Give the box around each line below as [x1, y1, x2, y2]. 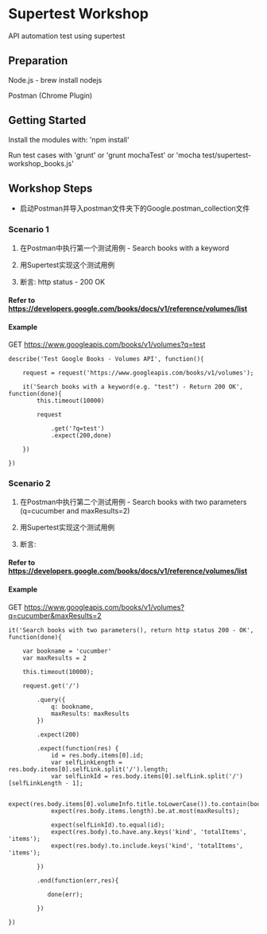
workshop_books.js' [8, 158, 74, 168]
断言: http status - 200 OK [19, 277, 106, 286]
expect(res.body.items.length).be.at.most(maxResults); [50, 807, 240, 815]
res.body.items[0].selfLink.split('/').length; [8, 765, 169, 773]
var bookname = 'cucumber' [22, 647, 112, 655]
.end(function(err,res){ [37, 876, 119, 885]
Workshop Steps [8, 181, 93, 195]
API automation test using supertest [8, 31, 126, 41]
